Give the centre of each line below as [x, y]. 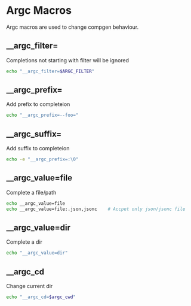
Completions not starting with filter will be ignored [68, 60]
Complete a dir [24, 242]
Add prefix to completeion [38, 104]
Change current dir [30, 286]
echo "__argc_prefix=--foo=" [42, 115]
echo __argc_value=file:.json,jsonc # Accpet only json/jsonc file [96, 209]
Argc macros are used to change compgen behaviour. [73, 27]
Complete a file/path [31, 192]
